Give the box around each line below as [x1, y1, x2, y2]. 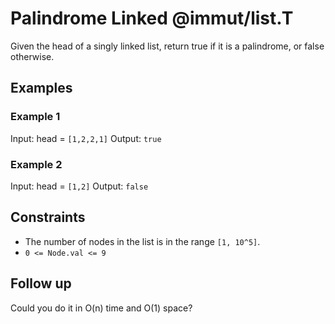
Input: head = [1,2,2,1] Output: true [10, 132, 162, 144]
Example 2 [10, 157, 63, 171]
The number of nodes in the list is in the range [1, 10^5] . [24, 235, 261, 247]
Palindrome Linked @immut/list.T [10, 7, 294, 30]
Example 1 [10, 110, 61, 124]
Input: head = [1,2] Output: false [10, 180, 149, 192]
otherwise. [10, 50, 55, 62]
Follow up [10, 275, 72, 292]
